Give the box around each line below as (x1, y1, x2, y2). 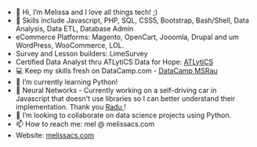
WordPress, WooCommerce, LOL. (15, 41, 125, 50)
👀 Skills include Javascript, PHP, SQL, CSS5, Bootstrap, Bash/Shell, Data (15, 16, 249, 25)
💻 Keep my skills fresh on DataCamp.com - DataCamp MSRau (15, 66, 218, 75)
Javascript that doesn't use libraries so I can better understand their (15, 94, 236, 103)
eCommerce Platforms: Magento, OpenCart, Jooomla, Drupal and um (15, 32, 239, 41)
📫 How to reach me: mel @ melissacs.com (15, 120, 155, 128)
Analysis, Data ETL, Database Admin (15, 24, 134, 33)
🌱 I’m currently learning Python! (15, 77, 118, 86)
